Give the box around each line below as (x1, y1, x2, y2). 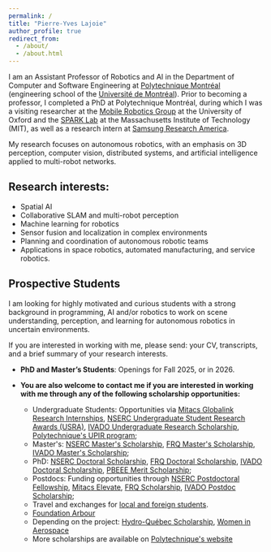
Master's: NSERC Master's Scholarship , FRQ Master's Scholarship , (32, 439, 256, 449)
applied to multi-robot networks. (8, 157, 117, 166)
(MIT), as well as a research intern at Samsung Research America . (8, 123, 230, 133)
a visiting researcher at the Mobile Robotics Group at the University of (8, 106, 242, 116)
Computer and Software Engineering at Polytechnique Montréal (8, 80, 221, 90)
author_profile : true (8, 27, 82, 35)
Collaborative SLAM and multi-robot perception (19, 210, 179, 220)
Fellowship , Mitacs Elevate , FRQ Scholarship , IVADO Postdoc (32, 482, 236, 492)
